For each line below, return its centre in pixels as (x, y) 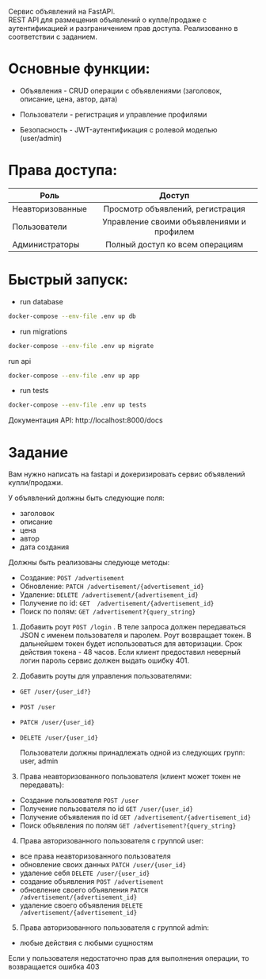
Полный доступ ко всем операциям (175, 244)
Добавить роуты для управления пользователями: (106, 676)
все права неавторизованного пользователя (95, 856)
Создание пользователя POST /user (79, 801)
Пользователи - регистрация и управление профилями (113, 114)
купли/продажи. (36, 483)
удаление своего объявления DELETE (81, 905)
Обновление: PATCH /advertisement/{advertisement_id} (112, 587)
